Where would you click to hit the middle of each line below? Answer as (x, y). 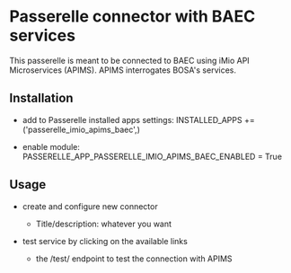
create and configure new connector (90, 206)
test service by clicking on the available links (105, 241)
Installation (41, 98)
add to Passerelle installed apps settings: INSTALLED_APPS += (138, 119)
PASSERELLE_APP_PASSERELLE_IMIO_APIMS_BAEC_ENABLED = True (152, 156)
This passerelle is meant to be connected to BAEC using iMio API (129, 60)
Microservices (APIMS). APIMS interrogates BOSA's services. (123, 70)
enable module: (51, 146)
